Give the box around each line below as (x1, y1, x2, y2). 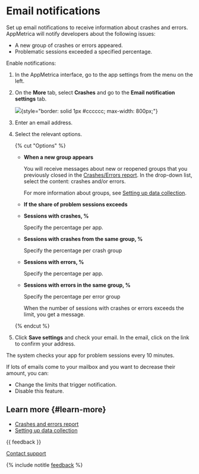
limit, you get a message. (23, 310, 85, 318)
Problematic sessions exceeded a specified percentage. (14, 48, 153, 55)
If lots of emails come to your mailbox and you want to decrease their (6, 363, 176, 370)
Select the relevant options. (14, 130, 82, 137)
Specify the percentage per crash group (23, 247, 122, 254)
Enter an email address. (14, 119, 73, 126)
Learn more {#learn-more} (6, 404, 106, 415)
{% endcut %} (14, 322, 50, 329)
